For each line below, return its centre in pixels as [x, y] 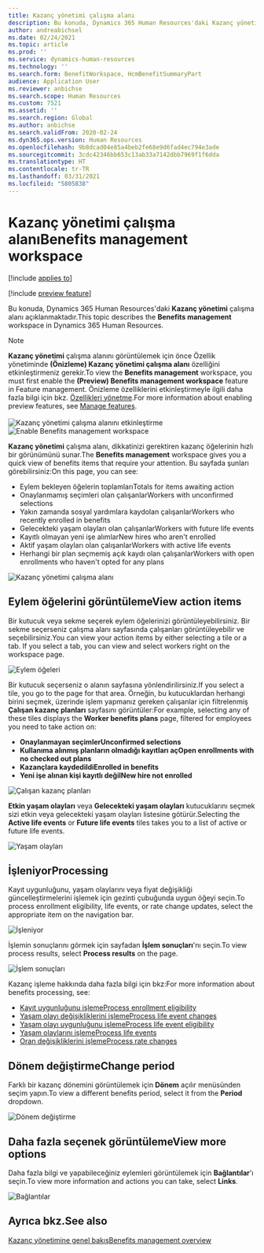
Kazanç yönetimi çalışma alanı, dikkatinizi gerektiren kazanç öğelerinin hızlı [131, 446]
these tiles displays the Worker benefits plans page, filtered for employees [130, 718]
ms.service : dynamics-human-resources [71, 60]
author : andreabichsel [45, 30]
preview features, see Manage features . [73, 405]
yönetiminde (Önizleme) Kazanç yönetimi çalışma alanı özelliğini [114, 364]
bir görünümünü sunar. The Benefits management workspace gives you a [127, 454]
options [27, 1154]
